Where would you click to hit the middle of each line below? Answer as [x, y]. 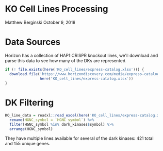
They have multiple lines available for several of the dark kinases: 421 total [79, 138]
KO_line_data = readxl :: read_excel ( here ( [48, 116]
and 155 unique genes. [28, 143]
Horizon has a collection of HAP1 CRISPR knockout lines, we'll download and [81, 55]
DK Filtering [29, 102]
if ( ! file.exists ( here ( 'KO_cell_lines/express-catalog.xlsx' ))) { [75, 69]
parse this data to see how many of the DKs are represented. [66, 60]
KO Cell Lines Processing [57, 9]
